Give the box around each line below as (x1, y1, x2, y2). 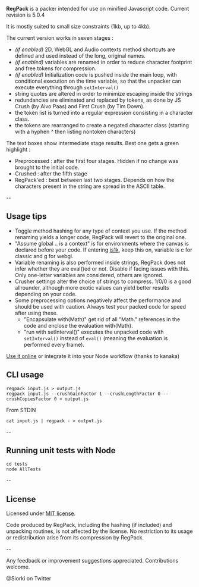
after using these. (14, 309, 58, 316)
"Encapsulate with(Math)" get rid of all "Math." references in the (23, 315, 181, 323)
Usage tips (6, 211, 47, 222)
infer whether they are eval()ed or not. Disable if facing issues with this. (14, 265, 190, 272)
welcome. (6, 563, 30, 570)
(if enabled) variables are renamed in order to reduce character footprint (14, 59, 192, 65)
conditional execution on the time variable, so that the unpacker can (14, 77, 181, 84)
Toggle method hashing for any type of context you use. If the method (14, 227, 187, 234)
